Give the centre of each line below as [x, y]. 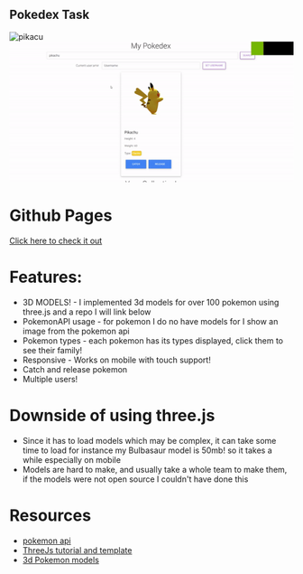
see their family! [52, 351]
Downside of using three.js [112, 416]
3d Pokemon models [60, 560]
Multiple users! [50, 380]
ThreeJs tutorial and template [77, 550]
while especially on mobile [72, 460]
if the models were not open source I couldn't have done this [135, 479]
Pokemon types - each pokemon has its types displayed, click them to [153, 341]
